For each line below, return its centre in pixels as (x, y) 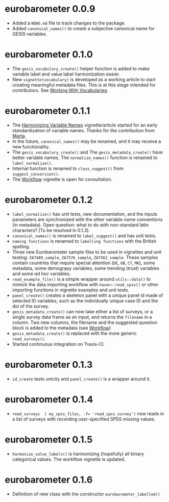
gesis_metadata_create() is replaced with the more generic (75, 333)
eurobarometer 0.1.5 (49, 440)
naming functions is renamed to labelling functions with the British (84, 241)
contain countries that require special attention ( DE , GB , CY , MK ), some (83, 263)
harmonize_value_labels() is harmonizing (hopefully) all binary (78, 454)
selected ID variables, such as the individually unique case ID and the (85, 300)
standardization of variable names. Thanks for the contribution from (83, 130)
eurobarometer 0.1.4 (49, 399)
